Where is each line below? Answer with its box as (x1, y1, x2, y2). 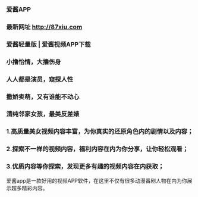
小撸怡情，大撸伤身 (6, 58, 61, 66)
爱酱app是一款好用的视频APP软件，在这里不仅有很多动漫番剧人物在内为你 (6, 177, 187, 184)
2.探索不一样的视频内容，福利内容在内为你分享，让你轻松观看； (6, 145, 189, 153)
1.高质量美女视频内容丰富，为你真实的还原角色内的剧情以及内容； (6, 127, 194, 136)
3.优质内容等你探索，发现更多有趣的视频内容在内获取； (6, 162, 165, 171)
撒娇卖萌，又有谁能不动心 (6, 92, 80, 101)
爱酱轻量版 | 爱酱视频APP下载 (6, 40, 91, 48)
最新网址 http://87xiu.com (6, 23, 83, 31)
